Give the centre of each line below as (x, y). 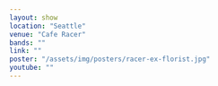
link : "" (26, 51)
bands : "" (28, 43)
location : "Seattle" (48, 26)
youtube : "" (31, 68)
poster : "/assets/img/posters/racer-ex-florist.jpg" (110, 59)
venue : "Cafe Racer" (48, 34)
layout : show (34, 17)
